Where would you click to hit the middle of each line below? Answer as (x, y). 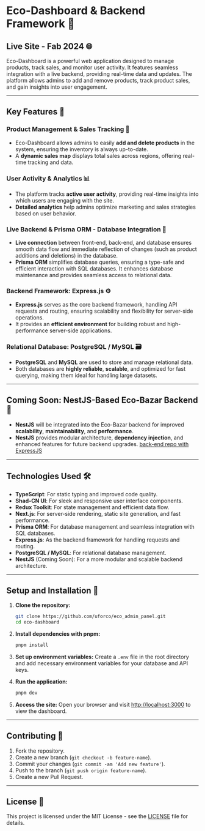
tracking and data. (51, 162)
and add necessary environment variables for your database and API (101, 663)
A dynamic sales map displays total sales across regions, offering (98, 155)
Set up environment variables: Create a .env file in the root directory (102, 657)
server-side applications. (81, 330)
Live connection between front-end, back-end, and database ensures (103, 243)
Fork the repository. (40, 751)
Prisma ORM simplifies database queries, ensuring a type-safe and (100, 262)
